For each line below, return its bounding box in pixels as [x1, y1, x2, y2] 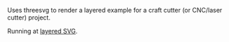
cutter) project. [7, 13, 51, 22]
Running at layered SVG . [7, 27, 78, 35]
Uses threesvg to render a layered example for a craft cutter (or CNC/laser [7, 6, 223, 14]
